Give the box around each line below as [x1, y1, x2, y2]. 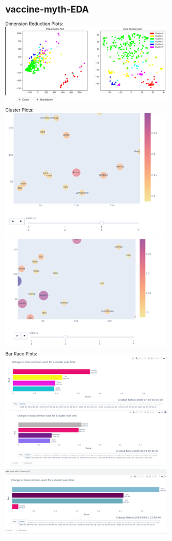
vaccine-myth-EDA [5, 4, 89, 15]
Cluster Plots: [5, 107, 34, 113]
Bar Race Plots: [5, 351, 37, 357]
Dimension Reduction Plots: [5, 21, 63, 27]
